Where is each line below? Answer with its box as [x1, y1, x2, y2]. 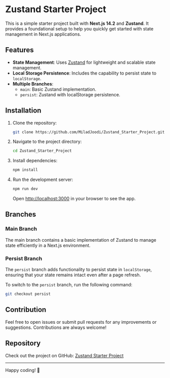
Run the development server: [12, 176, 73, 183]
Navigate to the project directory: [12, 138, 82, 145]
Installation [5, 106, 41, 115]
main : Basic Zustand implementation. [20, 86, 97, 92]
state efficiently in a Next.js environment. [5, 242, 91, 248]
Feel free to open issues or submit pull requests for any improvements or [5, 319, 157, 325]
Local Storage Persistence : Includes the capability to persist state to [12, 70, 157, 76]
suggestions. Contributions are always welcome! [5, 324, 107, 330]
